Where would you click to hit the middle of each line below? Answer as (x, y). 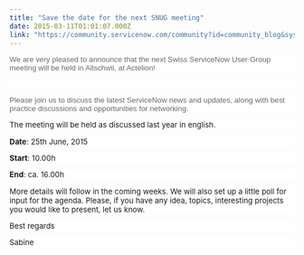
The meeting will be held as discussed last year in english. (113, 125)
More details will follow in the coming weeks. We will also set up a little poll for (148, 191)
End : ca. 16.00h (37, 175)
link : (19, 34)
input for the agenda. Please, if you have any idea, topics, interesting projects (147, 200)
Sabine (22, 242)
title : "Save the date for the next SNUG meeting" (107, 18)
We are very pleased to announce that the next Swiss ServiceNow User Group (140, 60)
